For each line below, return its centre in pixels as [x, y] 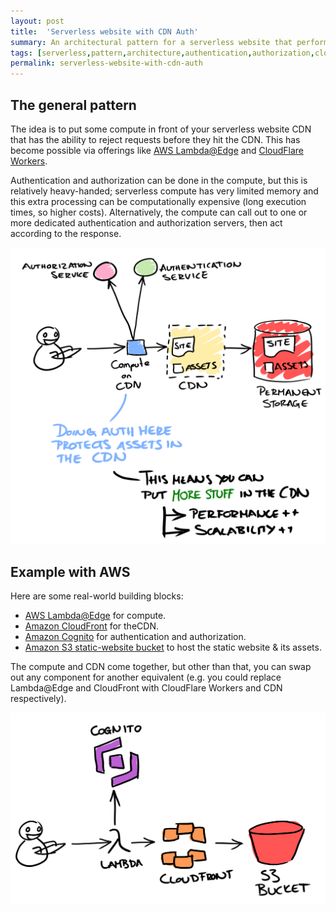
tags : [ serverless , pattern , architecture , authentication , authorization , [162, 53]
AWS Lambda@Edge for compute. [95, 616]
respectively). [38, 699]
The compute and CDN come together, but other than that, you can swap [161, 667]
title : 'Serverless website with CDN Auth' [104, 31]
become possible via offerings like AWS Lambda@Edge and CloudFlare [157, 150]
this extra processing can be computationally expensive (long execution [158, 201]
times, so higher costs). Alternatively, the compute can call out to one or [159, 212]
